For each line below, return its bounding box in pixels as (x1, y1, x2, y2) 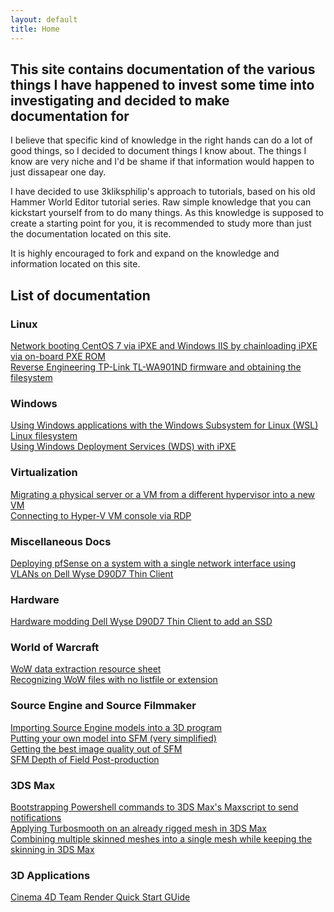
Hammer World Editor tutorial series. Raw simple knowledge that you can (10, 196, 312, 208)
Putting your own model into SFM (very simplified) (10, 732, 217, 744)
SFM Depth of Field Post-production (10, 753, 160, 765)
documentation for (10, 107, 130, 125)
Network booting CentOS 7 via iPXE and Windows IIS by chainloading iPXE (10, 340, 318, 351)
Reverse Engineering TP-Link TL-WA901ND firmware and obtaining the (10, 361, 302, 373)
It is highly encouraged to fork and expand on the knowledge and (10, 247, 280, 260)
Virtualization (10, 466, 78, 480)
